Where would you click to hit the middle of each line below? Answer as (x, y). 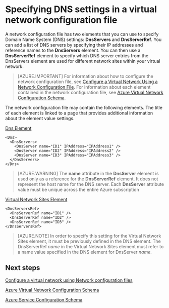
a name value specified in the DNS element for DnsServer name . (85, 252)
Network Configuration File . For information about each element (84, 87)
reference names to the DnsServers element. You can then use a (73, 50)
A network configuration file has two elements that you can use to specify (82, 34)
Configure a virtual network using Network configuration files (69, 280)
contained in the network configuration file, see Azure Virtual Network (91, 92)
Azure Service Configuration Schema (44, 299)
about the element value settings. (40, 118)
